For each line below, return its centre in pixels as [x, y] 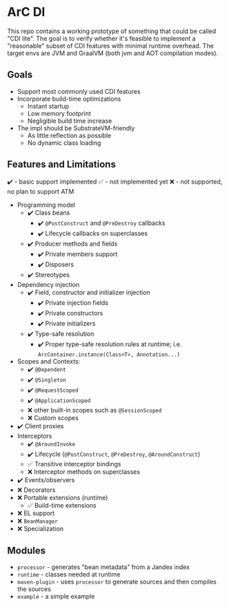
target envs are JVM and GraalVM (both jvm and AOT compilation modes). [113, 53]
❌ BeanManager [38, 521]
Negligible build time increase [70, 121]
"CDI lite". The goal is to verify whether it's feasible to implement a [101, 38]
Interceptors [34, 436]
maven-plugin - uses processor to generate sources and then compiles [117, 582]
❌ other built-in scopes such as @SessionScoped [94, 410]
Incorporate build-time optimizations [69, 99]
